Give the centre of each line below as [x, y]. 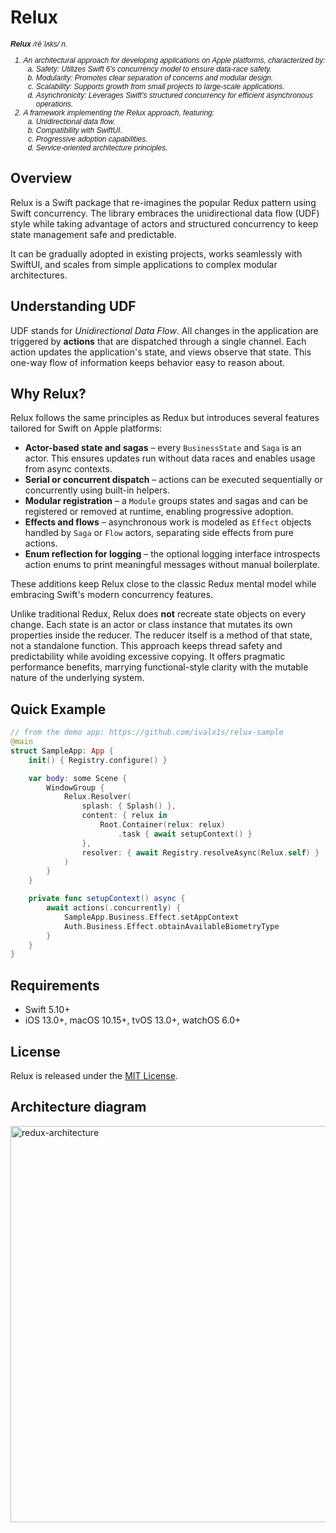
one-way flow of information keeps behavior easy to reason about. [147, 362]
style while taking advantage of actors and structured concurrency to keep [164, 223]
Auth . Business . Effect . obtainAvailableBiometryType [171, 926]
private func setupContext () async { [107, 899]
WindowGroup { [75, 787]
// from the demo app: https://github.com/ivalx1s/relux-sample [147, 732]
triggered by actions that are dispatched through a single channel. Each [158, 341]
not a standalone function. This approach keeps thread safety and [146, 646]
